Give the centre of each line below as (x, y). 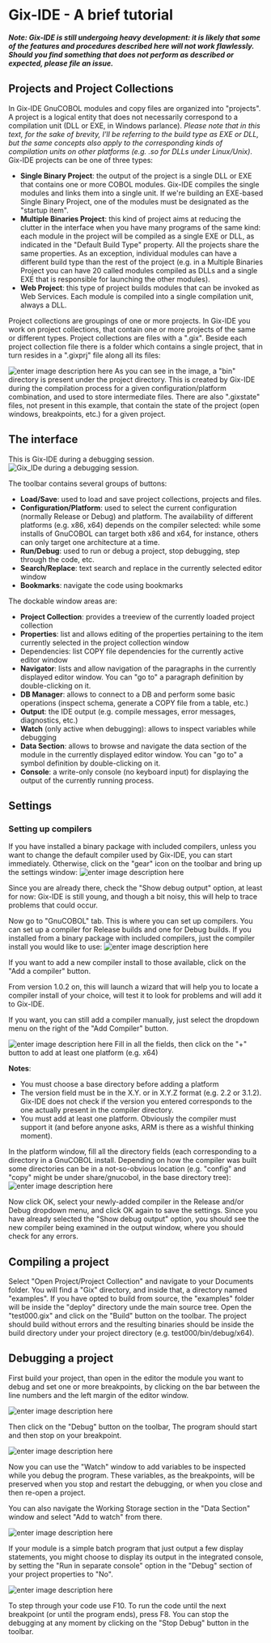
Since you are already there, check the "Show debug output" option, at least (135, 888)
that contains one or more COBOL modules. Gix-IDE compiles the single (140, 184)
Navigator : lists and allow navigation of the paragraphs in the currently (138, 668)
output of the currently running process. (87, 780)
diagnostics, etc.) (49, 720)
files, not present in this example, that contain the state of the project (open (134, 405)
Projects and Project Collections (91, 89)
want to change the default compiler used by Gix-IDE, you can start (121, 855)
